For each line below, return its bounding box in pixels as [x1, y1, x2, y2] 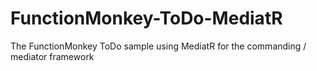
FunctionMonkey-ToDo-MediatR [10, 7, 283, 30]
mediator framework [10, 50, 95, 62]
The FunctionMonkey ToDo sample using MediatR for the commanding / [10, 40, 307, 52]
